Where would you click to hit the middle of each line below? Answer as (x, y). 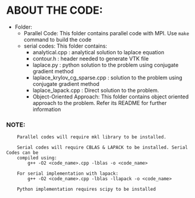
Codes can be (22, 153)
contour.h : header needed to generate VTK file (91, 58)
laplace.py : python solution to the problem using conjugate (106, 65)
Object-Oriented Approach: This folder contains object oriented (111, 97)
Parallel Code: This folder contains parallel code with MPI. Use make (106, 33)
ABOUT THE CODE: (55, 10)
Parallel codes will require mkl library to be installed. (92, 137)
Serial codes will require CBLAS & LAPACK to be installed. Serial (102, 148)
